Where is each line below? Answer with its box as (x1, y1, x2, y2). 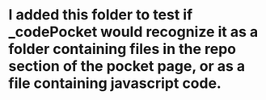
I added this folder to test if (8, 6, 193, 24)
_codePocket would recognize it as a (8, 23, 259, 41)
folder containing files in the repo (8, 40, 237, 58)
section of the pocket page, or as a (8, 57, 246, 76)
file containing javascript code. (8, 74, 222, 93)
